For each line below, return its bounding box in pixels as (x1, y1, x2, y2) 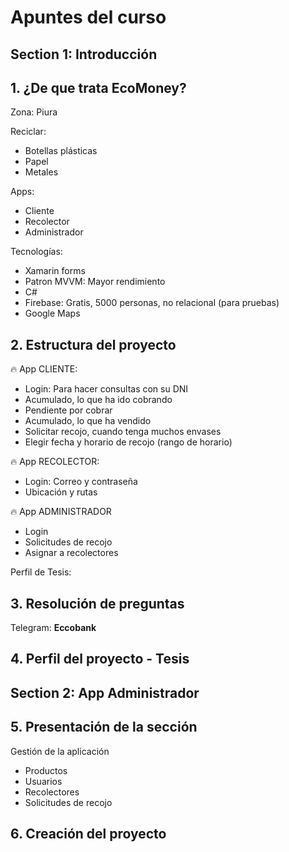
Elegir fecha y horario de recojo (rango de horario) (24, 436, 233, 448)
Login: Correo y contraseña (24, 476, 138, 488)
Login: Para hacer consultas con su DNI (24, 383, 189, 395)
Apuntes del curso (10, 6, 167, 29)
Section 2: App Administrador (10, 684, 200, 701)
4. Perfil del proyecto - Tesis (10, 651, 190, 668)
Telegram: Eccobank (10, 622, 97, 634)
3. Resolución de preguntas (10, 595, 185, 612)
